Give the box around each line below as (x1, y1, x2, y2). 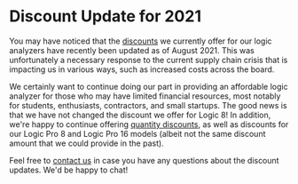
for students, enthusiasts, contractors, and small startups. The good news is (9, 100, 287, 110)
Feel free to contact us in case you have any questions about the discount (9, 155, 279, 165)
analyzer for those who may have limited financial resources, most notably (9, 91, 281, 101)
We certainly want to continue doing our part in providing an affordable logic (9, 81, 288, 92)
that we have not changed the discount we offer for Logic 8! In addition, (9, 109, 271, 120)
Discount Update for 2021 (9, 6, 202, 27)
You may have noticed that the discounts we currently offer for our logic (9, 36, 272, 46)
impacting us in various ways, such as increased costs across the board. (9, 64, 275, 75)
